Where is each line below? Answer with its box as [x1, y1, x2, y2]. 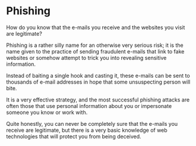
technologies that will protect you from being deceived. [6, 132, 141, 140]
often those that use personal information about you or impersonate [6, 102, 172, 109]
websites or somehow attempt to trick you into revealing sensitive [6, 54, 167, 61]
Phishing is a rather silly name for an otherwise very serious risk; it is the [6, 42, 184, 49]
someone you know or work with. [6, 109, 88, 116]
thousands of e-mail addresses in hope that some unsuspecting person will [6, 78, 191, 85]
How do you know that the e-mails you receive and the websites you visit [6, 24, 185, 31]
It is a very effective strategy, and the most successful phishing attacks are [6, 96, 190, 103]
